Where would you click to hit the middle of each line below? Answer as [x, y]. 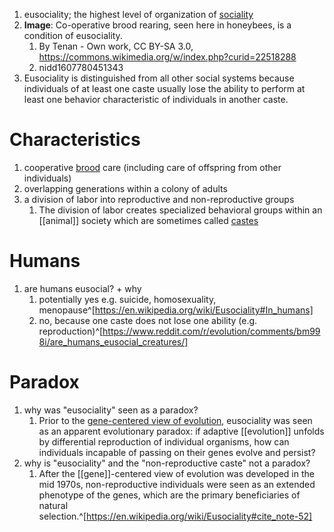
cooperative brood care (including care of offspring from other [152, 167]
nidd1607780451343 [81, 67]
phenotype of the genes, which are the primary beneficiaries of [169, 495]
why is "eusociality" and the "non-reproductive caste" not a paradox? [167, 463]
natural [53, 505]
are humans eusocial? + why [82, 288]
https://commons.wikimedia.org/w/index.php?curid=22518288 [167, 57]
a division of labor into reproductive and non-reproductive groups [159, 199]
